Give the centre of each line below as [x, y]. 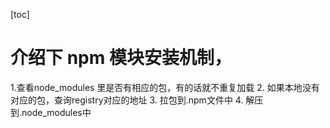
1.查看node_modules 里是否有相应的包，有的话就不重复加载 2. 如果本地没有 [165, 87]
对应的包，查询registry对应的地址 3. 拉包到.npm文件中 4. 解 [132, 100]
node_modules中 [56, 112]
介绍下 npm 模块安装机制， [121, 58]
